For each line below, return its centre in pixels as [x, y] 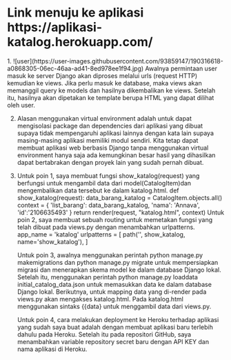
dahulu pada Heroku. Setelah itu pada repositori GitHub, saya [104, 334]
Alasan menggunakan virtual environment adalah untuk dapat [104, 118]
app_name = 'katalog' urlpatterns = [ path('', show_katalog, [101, 234]
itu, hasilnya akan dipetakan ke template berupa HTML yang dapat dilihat [111, 97]
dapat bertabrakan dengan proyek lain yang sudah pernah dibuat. [110, 162]
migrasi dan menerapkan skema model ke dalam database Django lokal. [119, 270]
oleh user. [21, 105]
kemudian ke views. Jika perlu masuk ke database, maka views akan [104, 83]
